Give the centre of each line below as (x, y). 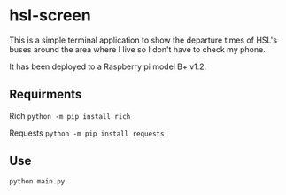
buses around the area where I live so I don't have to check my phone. (137, 49)
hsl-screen (50, 16)
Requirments (46, 94)
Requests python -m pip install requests (87, 133)
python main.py (37, 181)
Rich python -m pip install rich (70, 115)
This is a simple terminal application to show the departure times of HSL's (143, 40)
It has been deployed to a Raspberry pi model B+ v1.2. (108, 66)
